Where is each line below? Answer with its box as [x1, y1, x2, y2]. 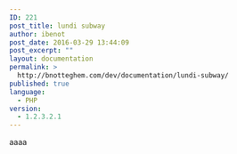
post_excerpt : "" [9, 46, 74, 55]
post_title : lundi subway [9, 21, 105, 30]
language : [9, 87, 46, 96]
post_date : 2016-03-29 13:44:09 [9, 37, 129, 47]
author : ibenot [9, 29, 66, 38]
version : [9, 104, 42, 113]
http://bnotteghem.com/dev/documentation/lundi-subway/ [17, 71, 229, 80]
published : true [9, 79, 69, 88]
